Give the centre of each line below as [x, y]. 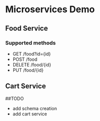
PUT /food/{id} [28, 70]
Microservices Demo [50, 9]
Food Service [27, 28]
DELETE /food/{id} [32, 64]
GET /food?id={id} [32, 54]
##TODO [14, 99]
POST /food [25, 59]
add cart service [30, 114]
